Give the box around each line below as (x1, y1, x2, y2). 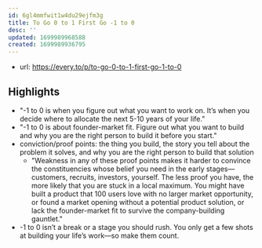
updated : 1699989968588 (8, 33, 86, 42)
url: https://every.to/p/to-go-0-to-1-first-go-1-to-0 (19, 62, 182, 71)
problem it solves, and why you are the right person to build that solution (19, 147, 254, 157)
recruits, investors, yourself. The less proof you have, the (69, 172, 254, 181)
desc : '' (8, 26, 37, 34)
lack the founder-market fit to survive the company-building (31, 206, 225, 215)
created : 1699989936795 (8, 41, 86, 49)
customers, (31, 172, 68, 181)
